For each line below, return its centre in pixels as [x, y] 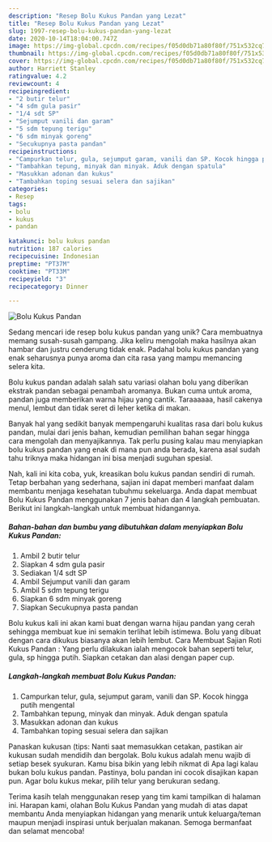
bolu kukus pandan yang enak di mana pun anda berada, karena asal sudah [134, 449]
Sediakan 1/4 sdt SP [53, 573]
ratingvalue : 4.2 [38, 76]
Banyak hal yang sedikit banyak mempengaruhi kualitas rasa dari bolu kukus [136, 424]
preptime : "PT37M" [39, 264]
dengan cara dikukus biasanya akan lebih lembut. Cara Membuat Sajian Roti [135, 640]
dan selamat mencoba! [47, 831]
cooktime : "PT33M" [39, 271]
